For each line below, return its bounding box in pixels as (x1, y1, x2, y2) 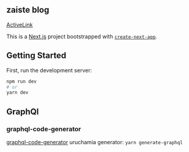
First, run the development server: (6, 66, 92, 74)
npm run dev (6, 78, 37, 85)
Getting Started (6, 50, 67, 61)
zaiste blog (6, 5, 50, 15)
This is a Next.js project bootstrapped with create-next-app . (6, 33, 158, 40)
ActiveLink (6, 21, 33, 28)
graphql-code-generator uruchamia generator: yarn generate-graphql (6, 138, 183, 145)
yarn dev (6, 89, 29, 96)
